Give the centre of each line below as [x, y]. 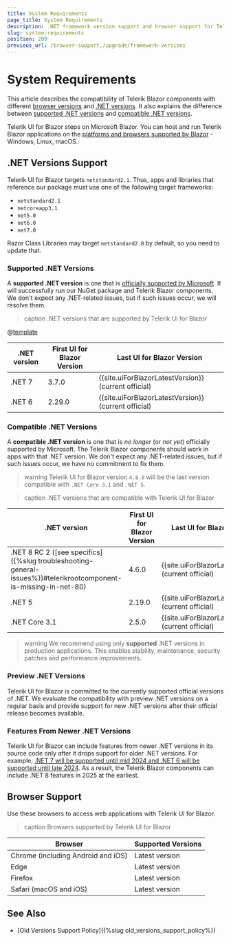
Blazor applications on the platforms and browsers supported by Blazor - [110, 134]
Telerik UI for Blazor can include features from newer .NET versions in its [110, 746]
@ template [22, 332]
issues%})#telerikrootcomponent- [66, 578]
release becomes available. [46, 713]
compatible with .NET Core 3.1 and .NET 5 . [85, 485]
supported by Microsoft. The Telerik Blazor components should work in [108, 449]
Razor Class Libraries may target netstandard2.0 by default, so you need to [113, 243]
